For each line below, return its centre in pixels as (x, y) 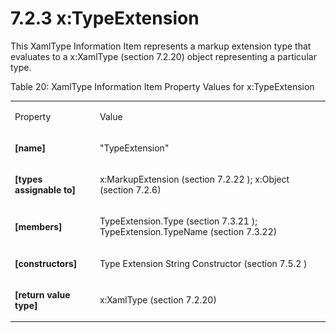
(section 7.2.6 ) (130, 190)
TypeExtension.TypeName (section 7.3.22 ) (188, 232)
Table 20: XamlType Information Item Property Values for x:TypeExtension (162, 86)
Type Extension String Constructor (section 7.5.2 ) (203, 263)
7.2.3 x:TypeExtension (105, 18)
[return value (42, 294)
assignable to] (45, 190)
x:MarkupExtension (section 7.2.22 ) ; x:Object (194, 179)
